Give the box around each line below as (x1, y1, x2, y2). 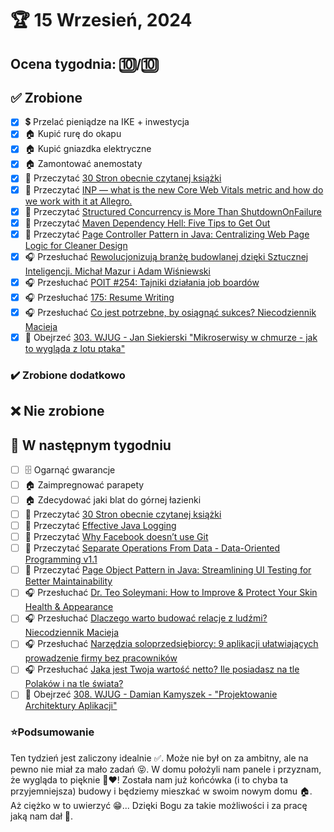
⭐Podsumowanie (10, 725, 95, 739)
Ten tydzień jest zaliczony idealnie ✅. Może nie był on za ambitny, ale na (10, 752, 309, 764)
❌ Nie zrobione (10, 403, 105, 420)
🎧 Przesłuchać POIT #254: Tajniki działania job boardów (24, 276, 260, 288)
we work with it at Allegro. (24, 195, 133, 207)
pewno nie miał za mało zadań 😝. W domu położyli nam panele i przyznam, (10, 763, 322, 775)
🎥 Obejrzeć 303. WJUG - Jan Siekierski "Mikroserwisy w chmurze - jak (24, 331, 318, 343)
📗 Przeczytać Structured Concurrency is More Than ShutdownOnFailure (24, 205, 322, 217)
